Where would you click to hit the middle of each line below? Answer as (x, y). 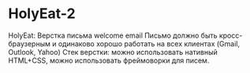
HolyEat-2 (42, 14)
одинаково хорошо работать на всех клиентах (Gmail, (149, 43)
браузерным (30, 43)
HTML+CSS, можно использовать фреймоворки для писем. (109, 60)
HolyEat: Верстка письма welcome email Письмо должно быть (113, 35)
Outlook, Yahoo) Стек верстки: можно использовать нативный (113, 52)
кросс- (231, 35)
